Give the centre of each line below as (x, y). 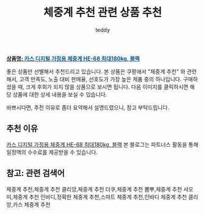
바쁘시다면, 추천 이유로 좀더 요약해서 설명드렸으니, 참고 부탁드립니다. (88, 107)
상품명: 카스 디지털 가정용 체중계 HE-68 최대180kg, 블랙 (73, 58)
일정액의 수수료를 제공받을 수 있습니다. (52, 152)
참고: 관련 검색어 (36, 173)
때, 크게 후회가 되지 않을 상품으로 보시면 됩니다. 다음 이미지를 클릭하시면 (103, 87)
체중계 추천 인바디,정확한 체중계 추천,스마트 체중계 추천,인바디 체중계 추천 (100, 197)
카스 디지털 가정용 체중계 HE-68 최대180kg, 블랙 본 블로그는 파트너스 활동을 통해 (102, 144)
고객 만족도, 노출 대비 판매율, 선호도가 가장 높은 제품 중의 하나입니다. (100, 79)
